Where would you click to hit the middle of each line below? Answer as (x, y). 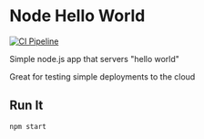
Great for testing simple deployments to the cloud (102, 76)
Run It (26, 106)
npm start (28, 126)
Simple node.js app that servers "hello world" (95, 59)
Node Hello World (77, 16)
